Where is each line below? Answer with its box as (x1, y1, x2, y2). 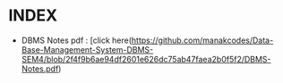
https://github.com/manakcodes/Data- (131, 35, 274, 46)
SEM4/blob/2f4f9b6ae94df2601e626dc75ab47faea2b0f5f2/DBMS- (21, 54, 271, 64)
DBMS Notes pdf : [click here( (21, 35, 132, 46)
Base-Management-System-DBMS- (21, 44, 154, 54)
